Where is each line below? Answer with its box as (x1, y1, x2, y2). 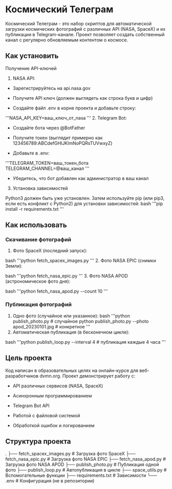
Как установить (5, 52, 59, 60)
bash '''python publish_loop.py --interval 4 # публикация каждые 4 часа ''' (5, 339, 166, 345)
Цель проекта (5, 354, 52, 363)
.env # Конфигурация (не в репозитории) (5, 478, 95, 484)
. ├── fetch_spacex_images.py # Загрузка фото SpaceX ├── (5, 451, 136, 457)
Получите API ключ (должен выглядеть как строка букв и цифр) (12, 95, 153, 101)
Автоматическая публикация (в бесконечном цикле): (12, 329, 130, 335)
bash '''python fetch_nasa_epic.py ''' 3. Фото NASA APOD (5, 273, 128, 279)
